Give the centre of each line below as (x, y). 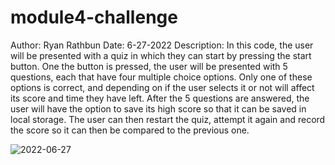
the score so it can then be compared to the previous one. (130, 130)
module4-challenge (94, 17)
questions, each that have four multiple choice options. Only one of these (161, 77)
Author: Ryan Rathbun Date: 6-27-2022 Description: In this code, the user (162, 45)
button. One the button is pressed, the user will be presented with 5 (149, 66)
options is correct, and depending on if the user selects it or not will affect (162, 87)
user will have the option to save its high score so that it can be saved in (158, 108)
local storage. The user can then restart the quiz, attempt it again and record (168, 119)
